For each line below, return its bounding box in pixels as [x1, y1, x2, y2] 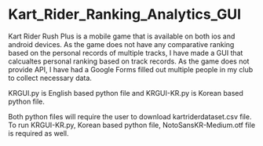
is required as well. [8, 128, 69, 138]
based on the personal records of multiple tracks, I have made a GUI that [8, 48, 243, 57]
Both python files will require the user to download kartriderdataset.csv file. [8, 111, 252, 121]
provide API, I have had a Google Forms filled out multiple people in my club [8, 64, 254, 74]
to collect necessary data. [8, 73, 93, 82]
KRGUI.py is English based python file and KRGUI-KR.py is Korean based [8, 88, 243, 97]
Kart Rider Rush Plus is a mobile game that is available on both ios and [8, 31, 236, 41]
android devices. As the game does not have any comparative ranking [8, 39, 235, 49]
